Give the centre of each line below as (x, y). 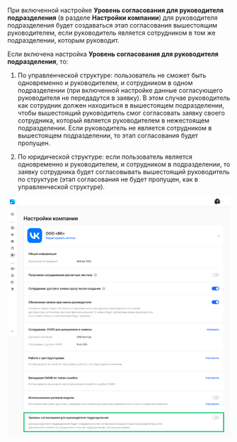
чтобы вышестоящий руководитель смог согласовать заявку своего (121, 113)
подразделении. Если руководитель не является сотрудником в (115, 128)
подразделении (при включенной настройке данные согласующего (120, 90)
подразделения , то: (38, 62)
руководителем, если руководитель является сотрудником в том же (111, 33)
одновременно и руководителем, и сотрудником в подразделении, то (124, 164)
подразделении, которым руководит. (63, 40)
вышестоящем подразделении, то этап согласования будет (108, 135)
